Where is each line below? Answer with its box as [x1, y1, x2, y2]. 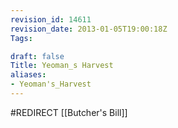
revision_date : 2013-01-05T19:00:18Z [10, 24, 168, 34]
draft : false [10, 51, 65, 61]
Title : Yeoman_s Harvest [10, 61, 114, 71]
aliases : [10, 70, 47, 80]
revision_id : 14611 [10, 14, 92, 25]
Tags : [10, 33, 33, 43]
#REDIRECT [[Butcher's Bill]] [10, 106, 128, 118]
